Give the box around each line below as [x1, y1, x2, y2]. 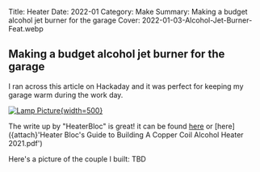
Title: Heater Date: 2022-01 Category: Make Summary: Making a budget [8, 7, 248, 16]
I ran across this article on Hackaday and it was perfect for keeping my [8, 81, 244, 91]
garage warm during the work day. [8, 90, 124, 99]
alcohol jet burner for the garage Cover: [8, 15, 140, 25]
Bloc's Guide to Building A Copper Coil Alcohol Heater [64, 129, 244, 140]
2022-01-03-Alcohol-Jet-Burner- [141, 15, 253, 25]
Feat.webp [8, 24, 44, 33]
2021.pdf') [8, 138, 43, 148]
